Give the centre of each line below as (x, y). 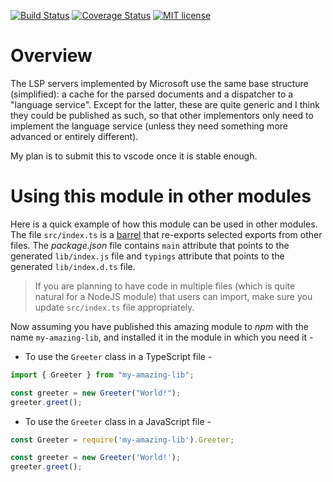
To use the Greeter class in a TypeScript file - (118, 356)
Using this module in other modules (161, 196)
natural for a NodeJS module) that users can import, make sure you (173, 296)
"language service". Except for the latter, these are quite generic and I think (165, 104)
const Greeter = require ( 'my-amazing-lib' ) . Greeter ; (122, 440)
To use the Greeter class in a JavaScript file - (118, 421)
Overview (51, 56)
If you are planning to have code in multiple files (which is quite (165, 286)
